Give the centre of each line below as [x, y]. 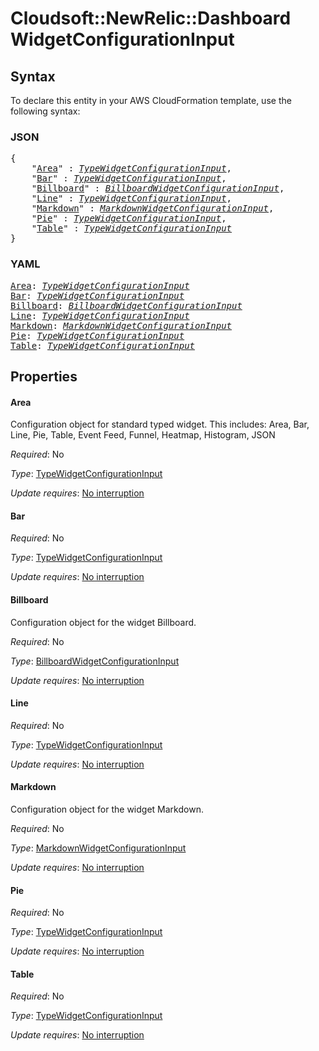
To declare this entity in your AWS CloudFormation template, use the [151, 100]
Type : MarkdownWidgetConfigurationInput [98, 848]
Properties [44, 376]
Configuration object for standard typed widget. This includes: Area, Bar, [160, 424]
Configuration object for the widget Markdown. [107, 809]
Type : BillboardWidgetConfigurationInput [95, 661]
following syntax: [45, 111]
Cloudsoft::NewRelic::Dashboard [151, 18]
